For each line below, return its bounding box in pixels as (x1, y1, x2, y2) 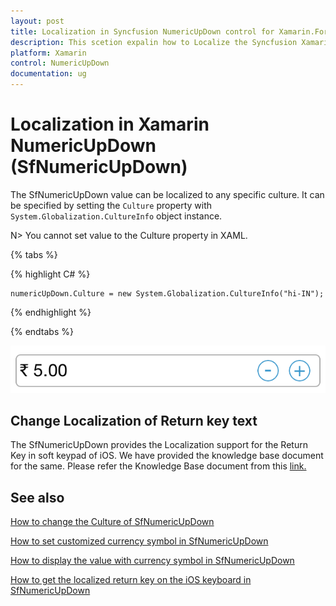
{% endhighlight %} (10, 306, 92, 318)
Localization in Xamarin (10, 113, 210, 136)
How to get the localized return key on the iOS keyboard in (10, 574, 252, 586)
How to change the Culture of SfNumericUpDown (10, 516, 215, 528)
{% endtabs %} (10, 325, 74, 337)
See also (10, 489, 65, 506)
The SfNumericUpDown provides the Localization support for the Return (10, 439, 308, 451)
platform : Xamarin (10, 48, 87, 58)
